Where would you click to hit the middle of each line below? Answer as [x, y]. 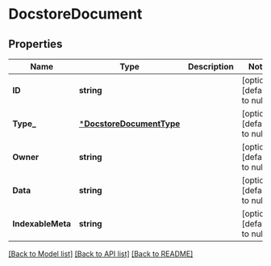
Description [211, 67]
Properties [35, 44]
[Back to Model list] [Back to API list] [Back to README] [101, 254]
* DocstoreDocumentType [129, 124]
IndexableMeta [42, 224]
